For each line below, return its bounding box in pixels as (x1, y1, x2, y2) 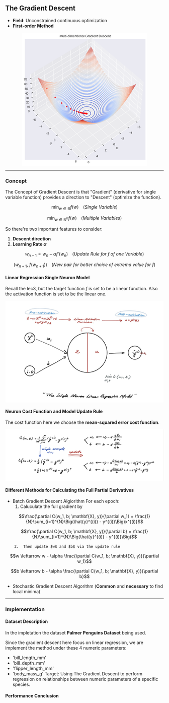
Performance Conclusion (5, 693, 59, 699)
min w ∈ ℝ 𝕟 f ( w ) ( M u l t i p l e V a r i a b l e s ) (47, 215, 122, 222)
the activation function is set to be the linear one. (5, 291, 107, 297)
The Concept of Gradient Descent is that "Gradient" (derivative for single (5, 188, 156, 195)
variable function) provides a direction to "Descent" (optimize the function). (5, 194, 162, 200)
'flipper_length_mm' (12, 665, 54, 671)
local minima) (12, 589, 41, 595)
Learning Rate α (12, 241, 47, 247)
